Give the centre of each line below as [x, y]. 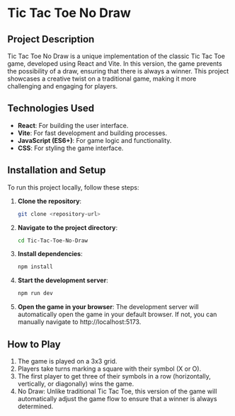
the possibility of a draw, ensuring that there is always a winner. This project [118, 71]
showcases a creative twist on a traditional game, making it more [102, 79]
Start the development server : [63, 280]
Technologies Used [51, 109]
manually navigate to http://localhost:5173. [79, 322]
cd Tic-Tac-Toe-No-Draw [53, 241]
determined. [35, 406]
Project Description [51, 39]
